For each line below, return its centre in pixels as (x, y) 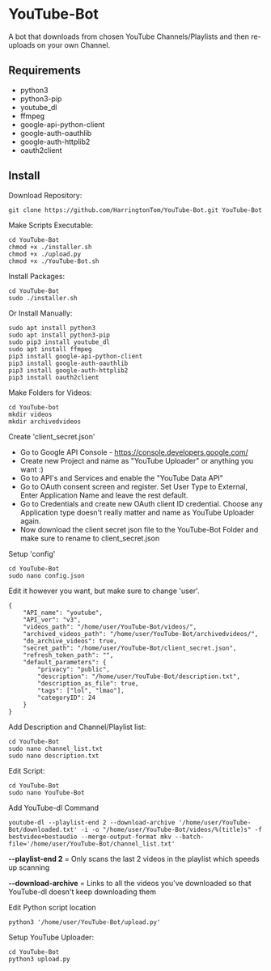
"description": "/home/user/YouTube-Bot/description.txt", (139, 676)
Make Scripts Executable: (51, 225)
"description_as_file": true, (88, 683)
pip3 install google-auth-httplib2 (68, 370)
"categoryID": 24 (66, 698)
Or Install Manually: (40, 313)
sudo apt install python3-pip (59, 335)
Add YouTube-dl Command (54, 808)
